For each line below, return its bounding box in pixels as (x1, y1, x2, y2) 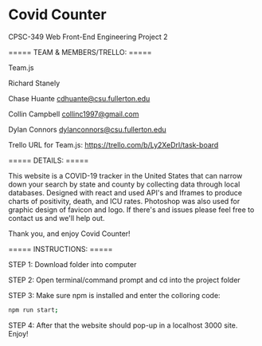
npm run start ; (8, 305, 59, 314)
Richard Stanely (8, 78, 61, 88)
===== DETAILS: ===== (8, 155, 89, 165)
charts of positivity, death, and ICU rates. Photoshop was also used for (8, 196, 240, 206)
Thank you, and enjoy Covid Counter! (8, 229, 131, 238)
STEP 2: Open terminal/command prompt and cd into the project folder (8, 275, 240, 285)
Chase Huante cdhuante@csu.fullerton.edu (8, 93, 151, 103)
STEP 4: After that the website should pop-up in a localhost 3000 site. (8, 320, 238, 330)
